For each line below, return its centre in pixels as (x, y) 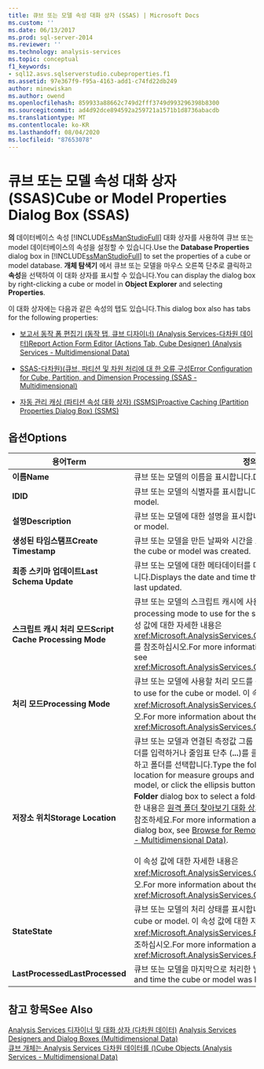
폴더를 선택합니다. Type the (198, 765)
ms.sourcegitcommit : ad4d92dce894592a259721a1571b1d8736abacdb (114, 111)
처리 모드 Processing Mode (61, 704)
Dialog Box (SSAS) (69, 215)
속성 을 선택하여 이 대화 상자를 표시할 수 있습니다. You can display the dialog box (132, 275)
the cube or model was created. (192, 551)
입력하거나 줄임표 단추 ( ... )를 (200, 753)
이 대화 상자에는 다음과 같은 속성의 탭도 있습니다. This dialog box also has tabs (130, 309)
